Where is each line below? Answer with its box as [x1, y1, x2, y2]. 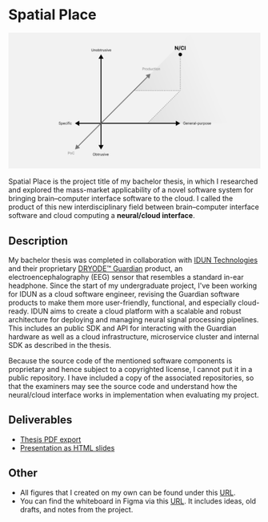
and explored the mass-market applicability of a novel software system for [8, 185, 254, 195]
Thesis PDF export [19, 435, 82, 444]
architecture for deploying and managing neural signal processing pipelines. [8, 314, 259, 324]
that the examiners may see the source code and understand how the [8, 381, 238, 390]
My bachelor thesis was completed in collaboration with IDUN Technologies [8, 255, 258, 265]
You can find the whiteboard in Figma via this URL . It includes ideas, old [19, 496, 257, 506]
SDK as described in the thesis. [8, 340, 112, 350]
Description [8, 234, 68, 248]
